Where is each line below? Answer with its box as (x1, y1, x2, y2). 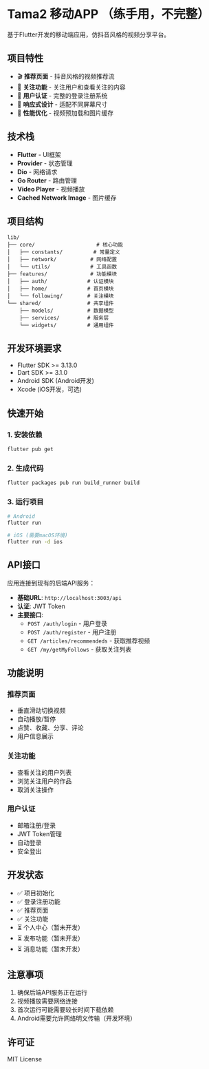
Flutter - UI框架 (16, 150, 62, 158)
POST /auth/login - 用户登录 (27, 619, 108, 627)
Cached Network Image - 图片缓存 (16, 194, 117, 202)
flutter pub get (7, 446, 54, 453)
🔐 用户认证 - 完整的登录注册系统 (16, 91, 108, 100)
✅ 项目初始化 (16, 889, 55, 897)
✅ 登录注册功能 (16, 897, 60, 906)
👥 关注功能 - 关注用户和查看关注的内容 (16, 83, 126, 91)
